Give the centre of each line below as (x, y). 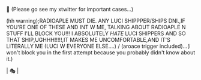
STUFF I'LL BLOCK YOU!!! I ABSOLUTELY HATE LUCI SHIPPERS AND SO (96, 33)
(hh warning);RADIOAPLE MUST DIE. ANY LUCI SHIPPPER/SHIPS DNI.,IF (96, 21)
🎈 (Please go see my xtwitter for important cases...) (70, 9)
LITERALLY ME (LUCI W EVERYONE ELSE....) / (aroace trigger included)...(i (98, 46)
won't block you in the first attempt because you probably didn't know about (101, 53)
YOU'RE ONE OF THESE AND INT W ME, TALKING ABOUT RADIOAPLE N (96, 27)
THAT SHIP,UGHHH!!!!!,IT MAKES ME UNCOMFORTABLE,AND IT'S (88, 40)
